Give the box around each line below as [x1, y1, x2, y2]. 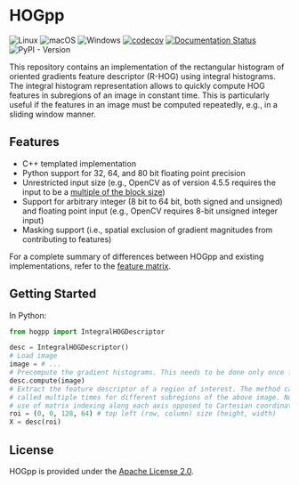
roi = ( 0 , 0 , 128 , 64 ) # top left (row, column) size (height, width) [9, 409, 277, 418]
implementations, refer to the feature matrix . [9, 260, 172, 271]
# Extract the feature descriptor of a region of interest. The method [9, 384, 280, 393]
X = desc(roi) [9, 417, 62, 427]
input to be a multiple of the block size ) [21, 186, 166, 197]
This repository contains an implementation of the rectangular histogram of [9, 61, 285, 72]
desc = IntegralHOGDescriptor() [9, 344, 129, 352]
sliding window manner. [9, 109, 96, 119]
